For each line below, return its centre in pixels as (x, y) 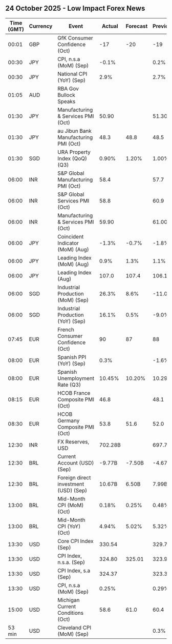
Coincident (70, 236)
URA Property (74, 152)
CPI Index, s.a (74, 570)
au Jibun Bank (74, 131)
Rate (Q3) (69, 385)
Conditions (70, 613)
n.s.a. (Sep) (71, 562)
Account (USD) (76, 462)
